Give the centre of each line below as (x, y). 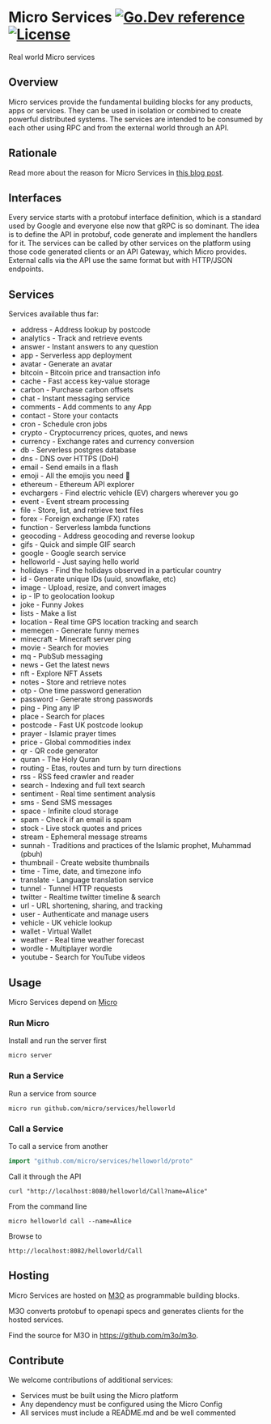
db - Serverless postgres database (78, 450)
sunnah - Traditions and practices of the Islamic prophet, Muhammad (135, 845)
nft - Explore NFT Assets (61, 674)
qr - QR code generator (59, 751)
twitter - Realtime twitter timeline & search (90, 897)
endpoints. (26, 269)
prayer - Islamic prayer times (68, 734)
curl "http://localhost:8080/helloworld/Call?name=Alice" (108, 1191)
